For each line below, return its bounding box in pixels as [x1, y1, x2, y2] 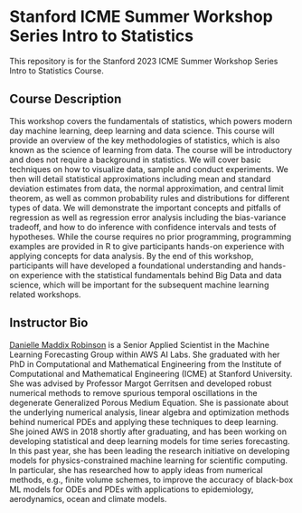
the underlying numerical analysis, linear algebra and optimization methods [9, 406, 289, 418]
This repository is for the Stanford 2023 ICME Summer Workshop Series [9, 55, 278, 66]
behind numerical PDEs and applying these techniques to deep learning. [9, 416, 278, 427]
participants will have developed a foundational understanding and [9, 260, 258, 271]
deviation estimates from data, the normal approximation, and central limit [9, 183, 285, 194]
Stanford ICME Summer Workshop [9, 6, 273, 27]
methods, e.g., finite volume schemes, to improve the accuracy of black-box [9, 474, 294, 485]
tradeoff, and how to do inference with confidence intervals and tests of [9, 221, 278, 232]
